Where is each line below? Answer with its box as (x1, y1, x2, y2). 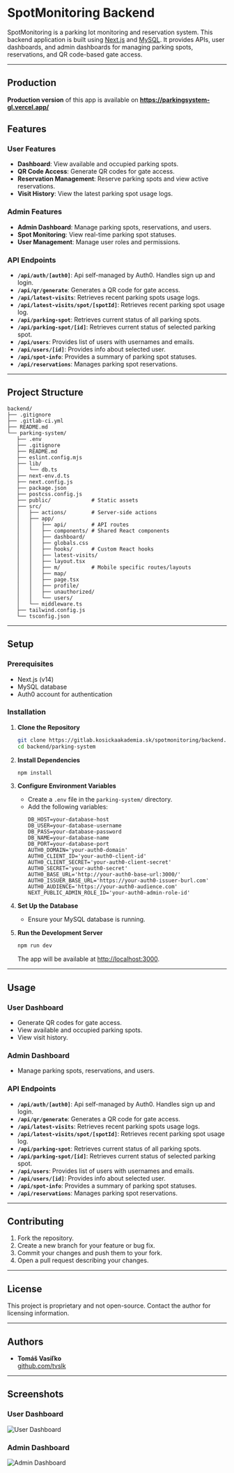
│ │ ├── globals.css (16, 539, 89, 546)
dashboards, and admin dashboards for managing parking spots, (7, 43, 194, 51)
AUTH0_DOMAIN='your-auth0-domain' (27, 846, 128, 854)
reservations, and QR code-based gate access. (7, 50, 143, 59)
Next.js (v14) (17, 675, 54, 683)
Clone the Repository (17, 723, 80, 731)
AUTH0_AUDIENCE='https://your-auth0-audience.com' (27, 883, 178, 890)
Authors (7, 1336, 44, 1347)
